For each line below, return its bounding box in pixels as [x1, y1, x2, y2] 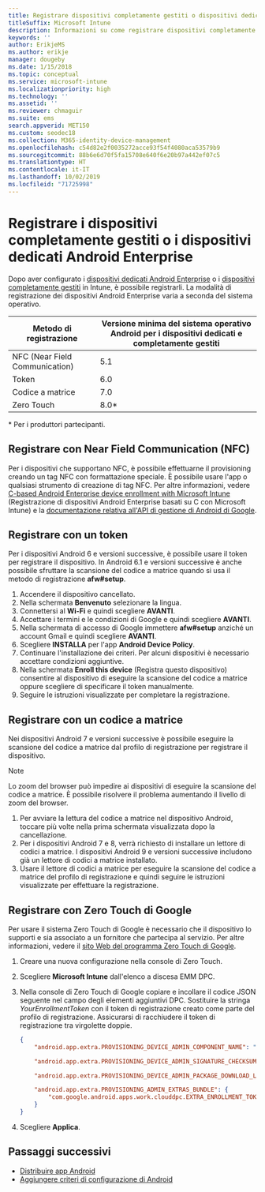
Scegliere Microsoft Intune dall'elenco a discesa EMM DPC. [19, 972, 215, 981]
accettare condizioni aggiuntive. [19, 657, 125, 666]
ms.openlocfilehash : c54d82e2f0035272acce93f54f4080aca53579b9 [8, 144, 221, 152]
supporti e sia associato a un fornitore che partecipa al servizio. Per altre [8, 932, 244, 942]
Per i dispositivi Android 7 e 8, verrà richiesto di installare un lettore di [19, 838, 246, 849]
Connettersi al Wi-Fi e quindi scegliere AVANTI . [19, 606, 176, 616]
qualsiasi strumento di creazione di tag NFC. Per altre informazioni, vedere [8, 480, 251, 489]
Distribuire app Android [19, 1166, 96, 1175]
